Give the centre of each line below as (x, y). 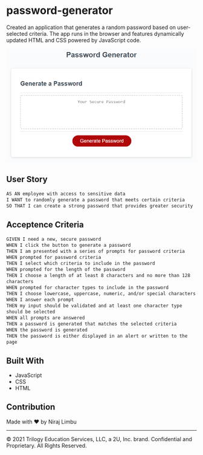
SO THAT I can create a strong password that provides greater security (100, 206)
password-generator (60, 11)
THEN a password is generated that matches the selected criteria (92, 324)
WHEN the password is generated (47, 330)
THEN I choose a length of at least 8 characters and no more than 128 (98, 276)
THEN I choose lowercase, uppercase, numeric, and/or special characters (101, 294)
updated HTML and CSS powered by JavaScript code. (74, 40)
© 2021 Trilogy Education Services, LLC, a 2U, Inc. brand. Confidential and (99, 439)
